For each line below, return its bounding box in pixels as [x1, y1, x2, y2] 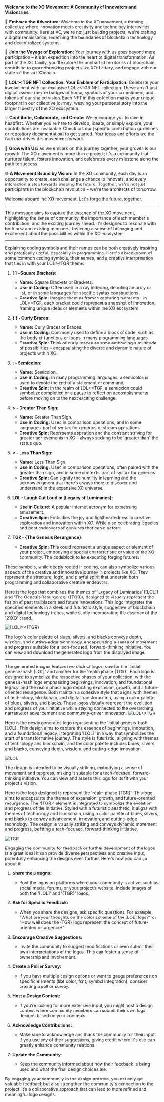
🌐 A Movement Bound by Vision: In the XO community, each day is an [5, 171, 147, 176]
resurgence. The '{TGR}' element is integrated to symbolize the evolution [5, 800, 152, 806]
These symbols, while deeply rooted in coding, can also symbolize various [5, 564, 155, 570]
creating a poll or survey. [19, 984, 70, 989]
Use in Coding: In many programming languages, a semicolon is [19, 374, 149, 380]
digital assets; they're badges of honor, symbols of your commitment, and [5, 90, 154, 95]
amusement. [19, 509, 45, 515]
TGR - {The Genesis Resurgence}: [12, 534, 83, 540]
